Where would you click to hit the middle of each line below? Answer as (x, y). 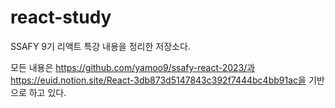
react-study (61, 17)
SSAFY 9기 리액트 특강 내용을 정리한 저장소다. (100, 46)
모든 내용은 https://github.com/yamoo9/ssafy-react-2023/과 (133, 67)
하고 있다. (47, 92)
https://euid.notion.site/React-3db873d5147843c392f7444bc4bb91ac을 (158, 80)
